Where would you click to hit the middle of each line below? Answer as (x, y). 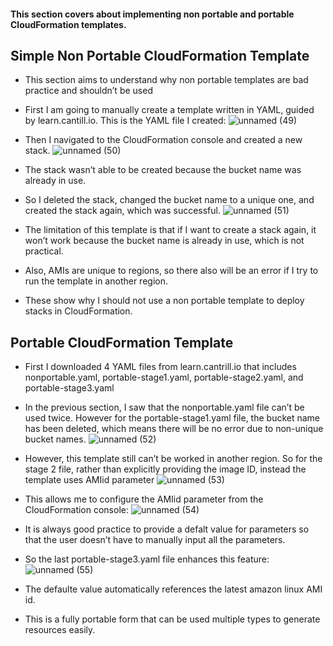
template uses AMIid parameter (89, 480)
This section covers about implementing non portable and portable (152, 14)
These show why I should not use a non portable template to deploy (164, 301)
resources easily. (60, 630)
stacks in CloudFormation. (78, 311)
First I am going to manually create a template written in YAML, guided (169, 110)
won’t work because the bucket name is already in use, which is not (164, 241)
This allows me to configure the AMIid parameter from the (144, 499)
